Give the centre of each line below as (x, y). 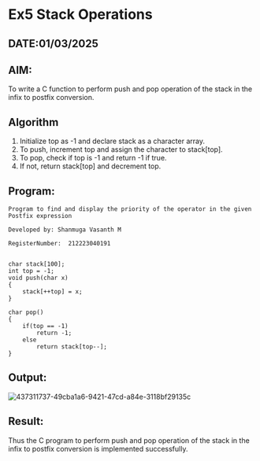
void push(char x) (38, 278)
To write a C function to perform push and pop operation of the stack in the (130, 89)
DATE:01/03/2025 (53, 44)
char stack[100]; (37, 264)
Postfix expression (40, 216)
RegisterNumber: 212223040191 (59, 244)
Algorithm (33, 122)
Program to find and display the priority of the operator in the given (130, 209)
